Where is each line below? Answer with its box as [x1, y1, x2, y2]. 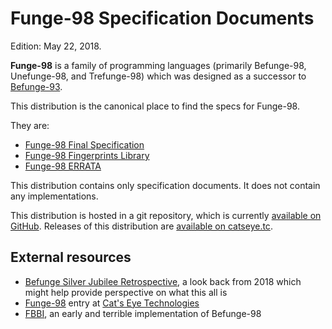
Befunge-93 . [10, 80, 63, 92]
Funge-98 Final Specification [24, 138, 145, 151]
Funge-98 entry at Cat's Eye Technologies [24, 297, 200, 309]
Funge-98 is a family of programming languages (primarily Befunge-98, [10, 59, 307, 71]
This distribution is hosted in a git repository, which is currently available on [10, 209, 322, 221]
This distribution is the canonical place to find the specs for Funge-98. [10, 100, 300, 112]
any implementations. [10, 190, 99, 202]
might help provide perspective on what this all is [24, 286, 228, 298]
